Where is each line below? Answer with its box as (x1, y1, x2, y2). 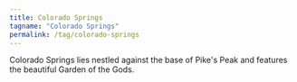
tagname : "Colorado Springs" (9, 22, 120, 31)
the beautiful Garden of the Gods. (9, 64, 135, 75)
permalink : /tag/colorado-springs (9, 30, 140, 39)
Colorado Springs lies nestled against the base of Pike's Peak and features (9, 55, 288, 66)
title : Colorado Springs (9, 13, 103, 23)
